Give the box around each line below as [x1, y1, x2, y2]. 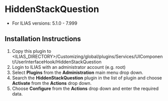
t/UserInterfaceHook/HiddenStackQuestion [12, 59, 102, 65]
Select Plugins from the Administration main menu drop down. [12, 69, 143, 75]
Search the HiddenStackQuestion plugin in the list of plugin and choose [12, 74, 162, 81]
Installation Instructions [5, 35, 81, 43]
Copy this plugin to [12, 48, 51, 54]
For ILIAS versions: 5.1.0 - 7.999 [12, 20, 77, 26]
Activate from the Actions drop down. [12, 80, 92, 86]
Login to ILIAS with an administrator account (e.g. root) [12, 64, 126, 70]
